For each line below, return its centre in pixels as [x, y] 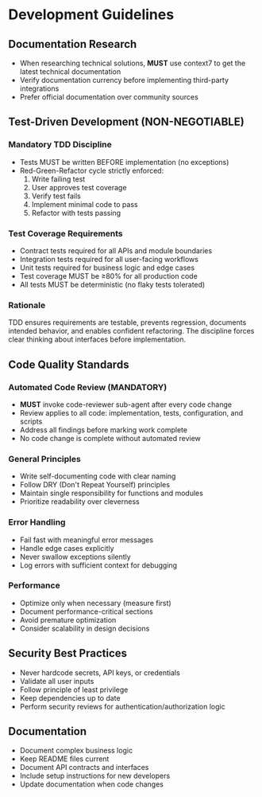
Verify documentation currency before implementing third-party [124, 80]
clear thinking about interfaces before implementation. [97, 339]
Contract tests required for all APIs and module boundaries [116, 250]
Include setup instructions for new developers [95, 776]
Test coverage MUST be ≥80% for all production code [109, 275]
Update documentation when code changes [92, 784]
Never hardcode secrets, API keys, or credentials [100, 672]
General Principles [44, 459]
